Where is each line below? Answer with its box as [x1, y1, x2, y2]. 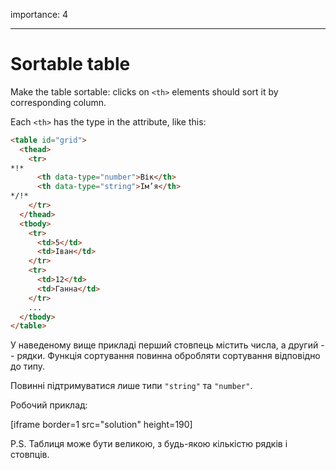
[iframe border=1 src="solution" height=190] [10, 419, 193, 431]
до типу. [10, 360, 46, 373]
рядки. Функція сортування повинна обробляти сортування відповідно [16, 350, 321, 362]
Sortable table [10, 53, 131, 76]
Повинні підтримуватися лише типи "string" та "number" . [10, 380, 253, 392]
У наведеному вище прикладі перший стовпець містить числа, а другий [10, 339, 319, 351]
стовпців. [10, 449, 50, 461]
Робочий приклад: [10, 399, 88, 411]
